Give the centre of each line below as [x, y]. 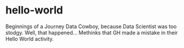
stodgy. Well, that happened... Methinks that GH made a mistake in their [92, 32]
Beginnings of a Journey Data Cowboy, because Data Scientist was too [91, 26]
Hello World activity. [29, 39]
